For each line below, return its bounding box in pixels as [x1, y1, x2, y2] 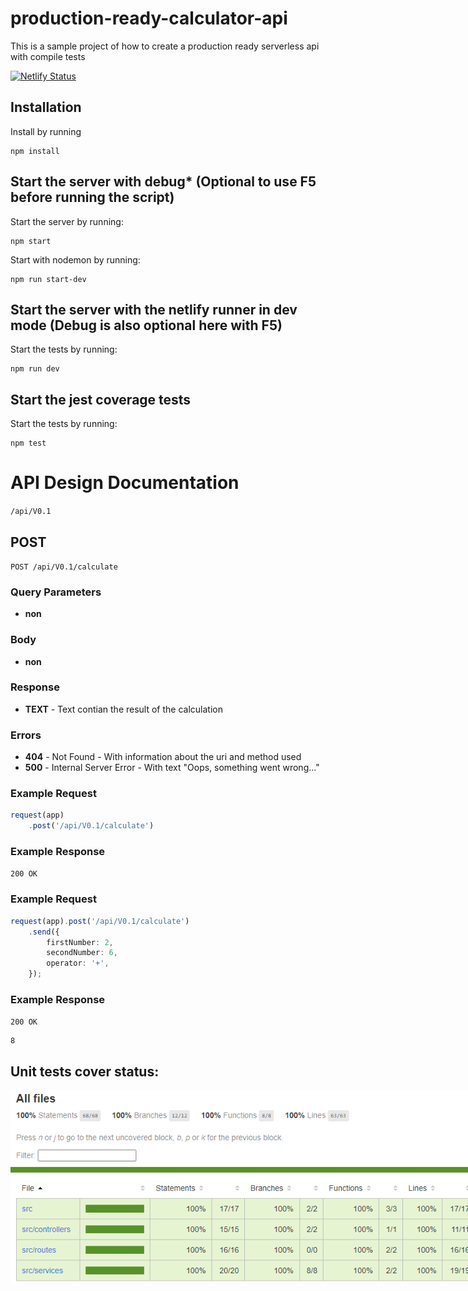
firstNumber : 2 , [46, 937, 114, 947]
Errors [10, 728, 42, 742]
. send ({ [28, 927, 60, 937]
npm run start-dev [10, 274, 87, 284]
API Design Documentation [10, 472, 240, 494]
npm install [10, 146, 60, 156]
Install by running [10, 125, 82, 137]
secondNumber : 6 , [46, 948, 118, 958]
